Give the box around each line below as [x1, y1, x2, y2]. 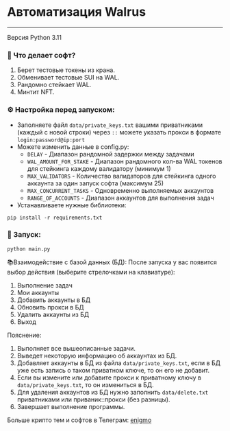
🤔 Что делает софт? [7, 50, 76, 60]
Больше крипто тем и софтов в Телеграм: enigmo [7, 416, 152, 424]
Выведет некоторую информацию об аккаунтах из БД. [16, 351, 177, 360]
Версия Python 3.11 [7, 33, 62, 41]
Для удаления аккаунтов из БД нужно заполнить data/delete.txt [16, 388, 209, 396]
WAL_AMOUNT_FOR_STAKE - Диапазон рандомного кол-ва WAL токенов [27, 157, 222, 165]
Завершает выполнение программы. [16, 402, 125, 410]
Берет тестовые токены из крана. [16, 66, 115, 74]
